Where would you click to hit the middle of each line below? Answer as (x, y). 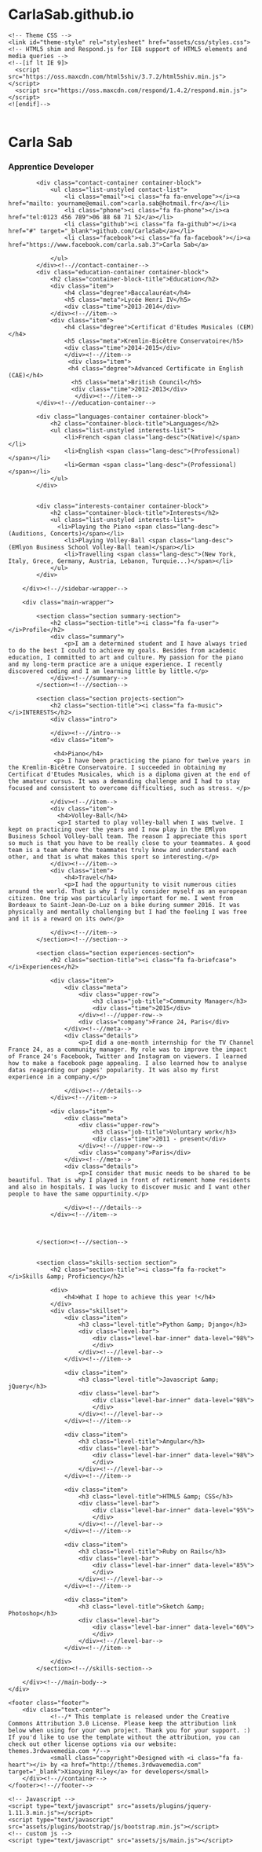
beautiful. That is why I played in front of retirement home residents (129, 1181)
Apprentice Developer (51, 167)
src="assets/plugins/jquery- (164, 1806)
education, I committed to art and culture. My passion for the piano (126, 658)
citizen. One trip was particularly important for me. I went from (121, 898)
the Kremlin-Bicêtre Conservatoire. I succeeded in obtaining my (117, 768)
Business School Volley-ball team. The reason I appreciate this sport (127, 836)
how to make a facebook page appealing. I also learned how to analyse (127, 1064)
